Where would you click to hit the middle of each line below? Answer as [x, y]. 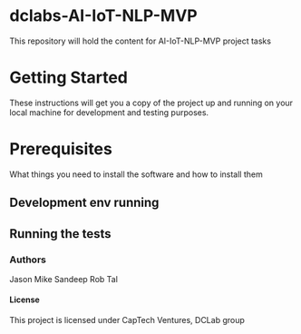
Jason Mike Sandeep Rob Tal [63, 279]
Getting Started [69, 78]
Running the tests [60, 234]
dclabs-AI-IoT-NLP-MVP [103, 16]
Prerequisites [61, 149]
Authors [28, 260]
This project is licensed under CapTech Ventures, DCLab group [127, 320]
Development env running [84, 203]
